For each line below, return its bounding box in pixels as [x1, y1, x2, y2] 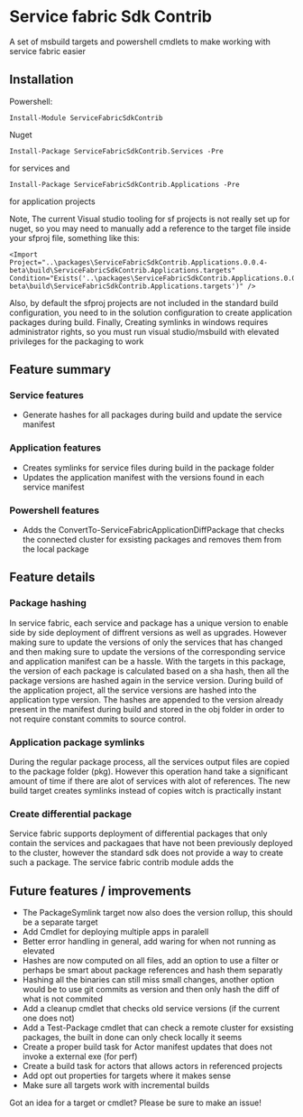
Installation [9, 72, 74, 88]
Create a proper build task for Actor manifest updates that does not [22, 1041, 273, 1053]
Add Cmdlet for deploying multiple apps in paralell [22, 926, 209, 937]
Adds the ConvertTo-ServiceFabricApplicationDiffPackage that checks [22, 525, 285, 535]
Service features [9, 389, 84, 402]
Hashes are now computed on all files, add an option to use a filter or [22, 955, 280, 966]
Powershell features [9, 504, 100, 517]
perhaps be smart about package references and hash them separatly [22, 964, 283, 976]
